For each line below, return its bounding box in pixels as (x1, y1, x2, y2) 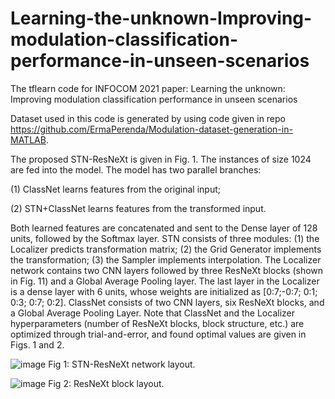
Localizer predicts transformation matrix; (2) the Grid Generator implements (10, 243, 322, 255)
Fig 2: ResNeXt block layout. (48, 377, 165, 389)
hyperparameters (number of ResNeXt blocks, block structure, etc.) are (10, 317, 305, 329)
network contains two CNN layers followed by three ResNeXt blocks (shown (10, 264, 324, 276)
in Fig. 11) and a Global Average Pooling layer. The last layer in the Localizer (10, 275, 320, 287)
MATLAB (10, 133, 47, 146)
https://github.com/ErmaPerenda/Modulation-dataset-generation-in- (10, 123, 293, 135)
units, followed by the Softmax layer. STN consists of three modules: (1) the (10, 232, 320, 244)
